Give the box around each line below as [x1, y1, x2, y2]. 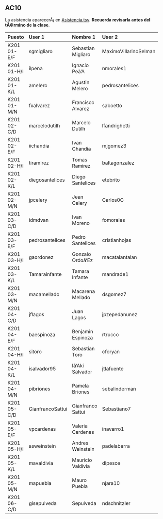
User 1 [29, 34, 45, 40]
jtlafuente [102, 365, 124, 372]
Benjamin [72, 328, 94, 335]
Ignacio [72, 62, 89, 69]
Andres [72, 440, 89, 446]
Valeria [72, 423, 88, 429]
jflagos [29, 311, 45, 318]
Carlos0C [102, 196, 124, 203]
